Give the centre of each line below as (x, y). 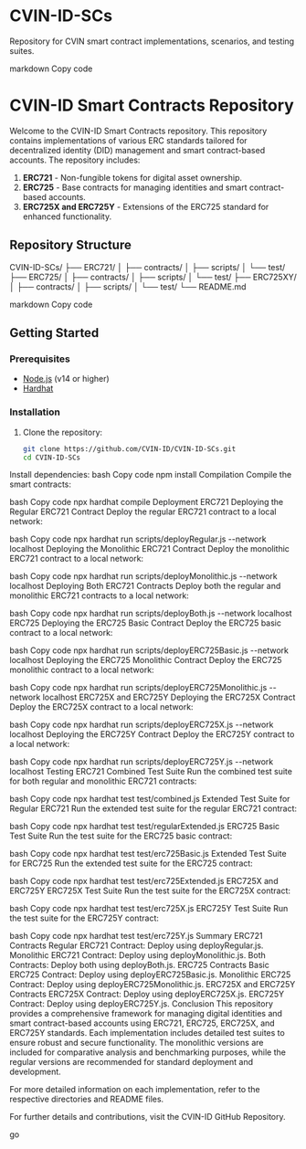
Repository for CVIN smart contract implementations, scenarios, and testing (152, 41)
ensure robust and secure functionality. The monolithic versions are (137, 1043)
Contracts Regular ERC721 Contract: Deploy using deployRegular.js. (137, 945)
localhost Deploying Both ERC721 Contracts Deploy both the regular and (145, 586)
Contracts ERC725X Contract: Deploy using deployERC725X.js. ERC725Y (147, 994)
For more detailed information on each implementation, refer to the (135, 1090)
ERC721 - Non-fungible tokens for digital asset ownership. (132, 177)
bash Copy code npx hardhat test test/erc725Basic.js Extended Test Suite (148, 854)
